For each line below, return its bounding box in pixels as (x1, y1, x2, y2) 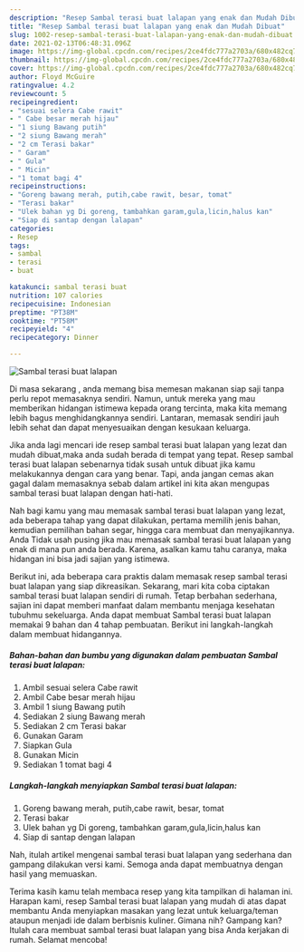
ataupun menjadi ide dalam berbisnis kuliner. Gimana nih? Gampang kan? (9, 915, 282, 926)
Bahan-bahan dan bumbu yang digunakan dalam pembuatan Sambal (9, 649, 279, 660)
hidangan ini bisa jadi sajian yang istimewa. (9, 554, 170, 564)
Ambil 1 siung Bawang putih (22, 701, 126, 712)
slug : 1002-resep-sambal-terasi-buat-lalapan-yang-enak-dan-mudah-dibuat (9, 30, 294, 39)
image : (9, 47, 34, 56)
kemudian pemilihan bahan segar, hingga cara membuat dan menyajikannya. (9, 525, 295, 535)
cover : (9, 64, 34, 73)
